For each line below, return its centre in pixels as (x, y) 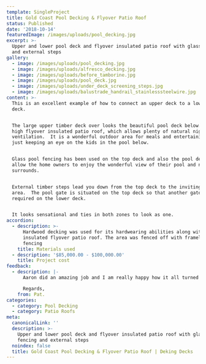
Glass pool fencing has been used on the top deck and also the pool (102, 159)
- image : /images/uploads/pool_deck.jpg (64, 80)
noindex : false (31, 346)
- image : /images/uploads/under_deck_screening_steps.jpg (88, 87)
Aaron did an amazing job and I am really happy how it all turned (111, 277)
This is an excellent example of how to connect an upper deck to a (101, 103)
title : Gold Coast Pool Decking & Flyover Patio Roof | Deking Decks (102, 351)
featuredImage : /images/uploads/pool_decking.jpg (71, 35)
